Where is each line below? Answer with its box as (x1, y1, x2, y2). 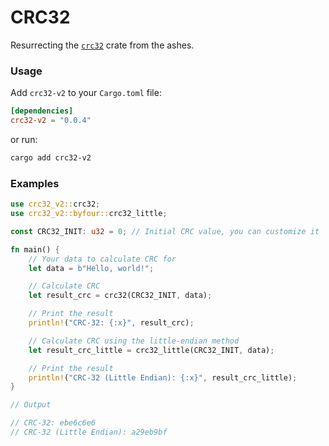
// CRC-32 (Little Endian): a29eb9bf (10, 427, 168, 438)
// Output (10, 400, 52, 410)
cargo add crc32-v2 (10, 152, 92, 163)
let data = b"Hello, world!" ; (28, 263, 155, 273)
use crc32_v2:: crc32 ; (10, 199, 101, 210)
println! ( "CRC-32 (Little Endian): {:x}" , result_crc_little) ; (28, 372, 298, 383)
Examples (10, 176, 60, 190)
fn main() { (10, 244, 60, 255)
